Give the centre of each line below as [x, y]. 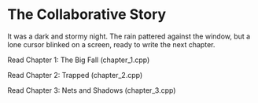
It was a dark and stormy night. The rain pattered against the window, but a [129, 36]
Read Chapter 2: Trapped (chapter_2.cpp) [75, 75]
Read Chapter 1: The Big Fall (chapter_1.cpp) [79, 60]
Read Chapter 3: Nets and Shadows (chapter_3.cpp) [92, 90]
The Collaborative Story [87, 15]
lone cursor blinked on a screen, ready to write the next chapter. [111, 44]
